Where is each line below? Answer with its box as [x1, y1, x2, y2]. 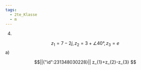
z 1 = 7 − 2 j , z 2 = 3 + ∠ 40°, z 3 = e [51, 40, 120, 48]
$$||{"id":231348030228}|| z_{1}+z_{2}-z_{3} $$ [34, 59, 136, 65]
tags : [5, 7, 17, 13]
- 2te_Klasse [10, 12, 38, 17]
